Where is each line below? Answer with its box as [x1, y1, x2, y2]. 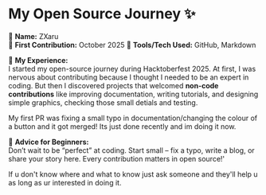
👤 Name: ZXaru [8, 31, 59, 41]
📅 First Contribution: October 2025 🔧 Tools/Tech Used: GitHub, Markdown [8, 40, 256, 49]
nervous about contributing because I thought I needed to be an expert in [8, 72, 249, 82]
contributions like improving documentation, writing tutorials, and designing [8, 89, 259, 99]
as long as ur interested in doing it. [8, 177, 122, 187]
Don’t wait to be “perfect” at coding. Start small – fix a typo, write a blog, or [8, 145, 255, 155]
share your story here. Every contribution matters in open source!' [8, 154, 225, 163]
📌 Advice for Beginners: [8, 137, 89, 146]
